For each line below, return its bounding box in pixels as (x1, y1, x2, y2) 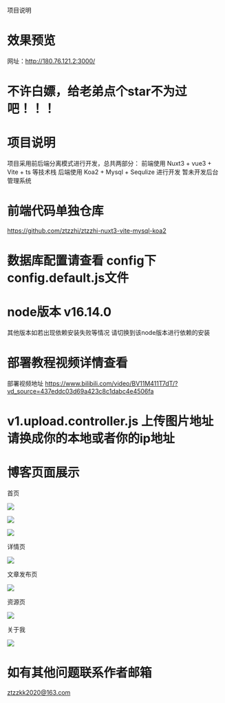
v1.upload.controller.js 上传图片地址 (7, 414, 214, 430)
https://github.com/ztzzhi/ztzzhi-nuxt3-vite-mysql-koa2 (7, 227, 167, 235)
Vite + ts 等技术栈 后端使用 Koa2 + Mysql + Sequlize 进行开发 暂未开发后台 (7, 168, 219, 176)
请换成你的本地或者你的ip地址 (7, 431, 175, 447)
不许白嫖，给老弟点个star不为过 (7, 84, 187, 99)
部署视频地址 (7, 379, 43, 388)
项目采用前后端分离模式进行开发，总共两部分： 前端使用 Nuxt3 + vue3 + (7, 160, 212, 168)
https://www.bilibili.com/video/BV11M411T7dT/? (44, 379, 178, 388)
